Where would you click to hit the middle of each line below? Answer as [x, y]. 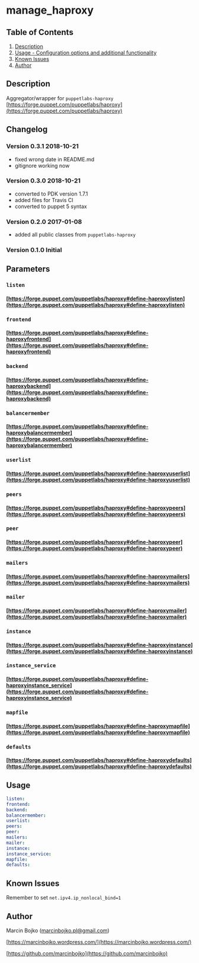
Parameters [28, 269]
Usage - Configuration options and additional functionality [86, 53]
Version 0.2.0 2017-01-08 [44, 222]
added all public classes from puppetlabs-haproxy [75, 235]
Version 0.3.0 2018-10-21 [44, 181]
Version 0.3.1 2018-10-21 [42, 146]
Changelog [27, 129]
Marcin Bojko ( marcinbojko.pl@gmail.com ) [58, 930]
